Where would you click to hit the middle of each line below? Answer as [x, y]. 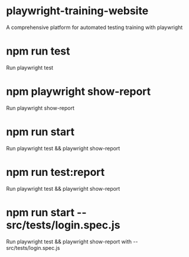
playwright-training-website [77, 11]
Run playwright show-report [40, 108]
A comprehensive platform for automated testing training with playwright [94, 27]
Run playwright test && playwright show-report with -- [72, 242]
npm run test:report [56, 172]
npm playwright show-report [79, 91]
